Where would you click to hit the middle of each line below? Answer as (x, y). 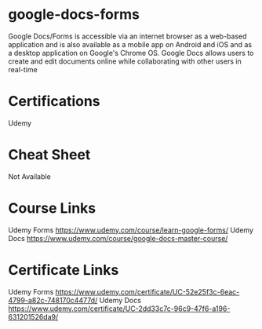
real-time (23, 69)
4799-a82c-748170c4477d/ (53, 300)
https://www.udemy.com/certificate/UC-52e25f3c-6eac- (147, 291)
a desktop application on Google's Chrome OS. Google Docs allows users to (131, 53)
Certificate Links (64, 270)
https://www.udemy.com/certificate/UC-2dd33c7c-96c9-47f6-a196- (119, 309)
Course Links (52, 208)
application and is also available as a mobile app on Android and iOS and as (130, 44)
